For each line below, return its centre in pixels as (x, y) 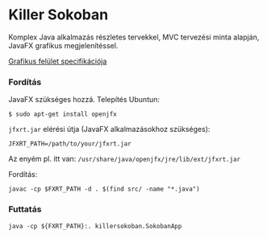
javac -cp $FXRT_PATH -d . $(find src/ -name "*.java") (104, 189)
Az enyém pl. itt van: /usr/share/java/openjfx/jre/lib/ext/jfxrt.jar (124, 159)
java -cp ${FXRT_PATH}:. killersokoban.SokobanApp (95, 226)
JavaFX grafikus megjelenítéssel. (63, 45)
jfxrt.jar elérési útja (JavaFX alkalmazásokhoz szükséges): (109, 129)
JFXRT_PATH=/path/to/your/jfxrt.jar (70, 144)
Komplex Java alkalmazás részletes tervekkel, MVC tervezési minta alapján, (134, 37)
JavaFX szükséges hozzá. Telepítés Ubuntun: (84, 100)
